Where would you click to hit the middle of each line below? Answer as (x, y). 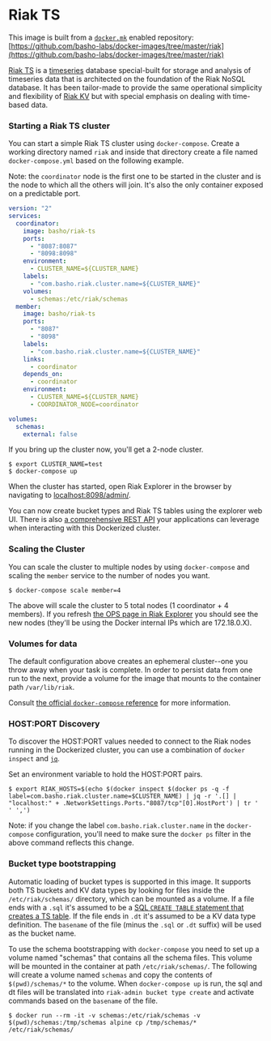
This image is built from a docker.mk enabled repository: (101, 37)
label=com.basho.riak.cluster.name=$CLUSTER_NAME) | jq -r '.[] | (123, 796)
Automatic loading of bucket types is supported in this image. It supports (130, 881)
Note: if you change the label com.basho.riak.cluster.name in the (116, 825)
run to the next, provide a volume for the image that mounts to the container (135, 679)
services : (25, 216)
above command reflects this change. (72, 843)
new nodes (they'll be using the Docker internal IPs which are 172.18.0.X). (130, 623)
